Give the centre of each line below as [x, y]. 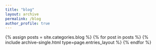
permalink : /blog [23, 19]
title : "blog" [20, 10]
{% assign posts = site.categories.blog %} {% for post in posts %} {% [77, 37]
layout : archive [22, 14]
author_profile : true [28, 23]
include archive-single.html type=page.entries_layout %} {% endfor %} [78, 43]
